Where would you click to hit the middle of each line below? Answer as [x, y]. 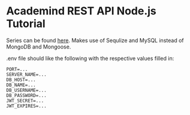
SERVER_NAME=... [26, 74]
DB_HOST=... [21, 80]
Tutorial [26, 24]
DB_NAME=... [21, 85]
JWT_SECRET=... [25, 101]
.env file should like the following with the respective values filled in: [90, 58]
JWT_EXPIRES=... [26, 106]
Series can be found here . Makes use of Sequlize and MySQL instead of [95, 40]
